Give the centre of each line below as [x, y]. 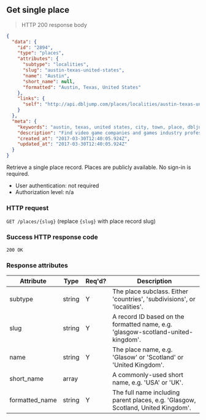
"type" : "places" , [41, 53]
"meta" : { [24, 121]
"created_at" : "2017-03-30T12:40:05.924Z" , [74, 138]
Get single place [38, 10]
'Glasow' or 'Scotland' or [148, 357]
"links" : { [31, 99]
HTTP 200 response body [54, 24]
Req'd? [96, 281]
